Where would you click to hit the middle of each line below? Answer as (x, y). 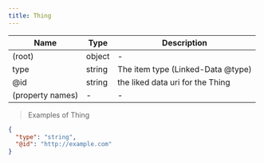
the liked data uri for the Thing (174, 82)
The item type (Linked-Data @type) (185, 69)
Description (185, 42)
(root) (23, 56)
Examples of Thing (59, 115)
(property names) (45, 95)
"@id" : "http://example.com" (64, 145)
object (98, 56)
